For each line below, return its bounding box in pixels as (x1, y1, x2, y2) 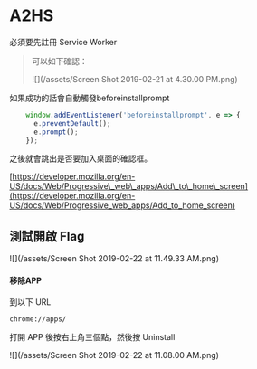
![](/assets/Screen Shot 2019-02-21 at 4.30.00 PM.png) (31, 73, 238, 84)
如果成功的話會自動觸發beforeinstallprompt (9, 92, 170, 103)
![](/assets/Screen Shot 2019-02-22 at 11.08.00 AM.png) (9, 350, 220, 361)
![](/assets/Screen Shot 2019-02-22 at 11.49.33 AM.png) (9, 253, 220, 264)
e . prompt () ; (33, 128, 79, 137)
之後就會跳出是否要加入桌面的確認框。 (9, 153, 152, 164)
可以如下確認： (31, 55, 88, 66)
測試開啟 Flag (9, 228, 85, 244)
